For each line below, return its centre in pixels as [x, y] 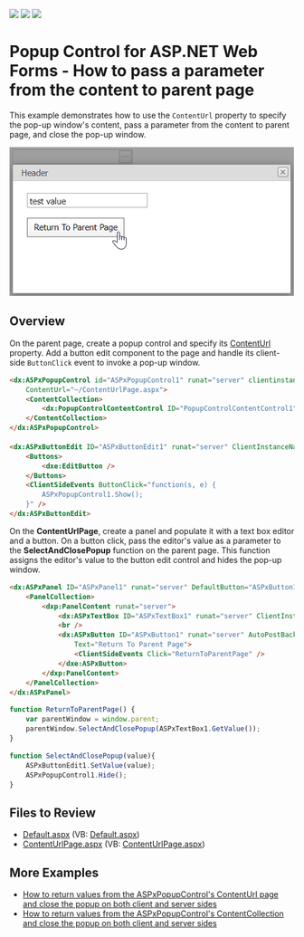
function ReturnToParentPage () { [72, 710]
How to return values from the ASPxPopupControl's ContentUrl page [150, 894]
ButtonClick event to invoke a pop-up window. [114, 362]
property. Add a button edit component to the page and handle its [132, 352]
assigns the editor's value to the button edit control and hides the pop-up [146, 559]
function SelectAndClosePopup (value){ [82, 756]
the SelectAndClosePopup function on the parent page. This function [140, 550]
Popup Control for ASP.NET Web [133, 52]
